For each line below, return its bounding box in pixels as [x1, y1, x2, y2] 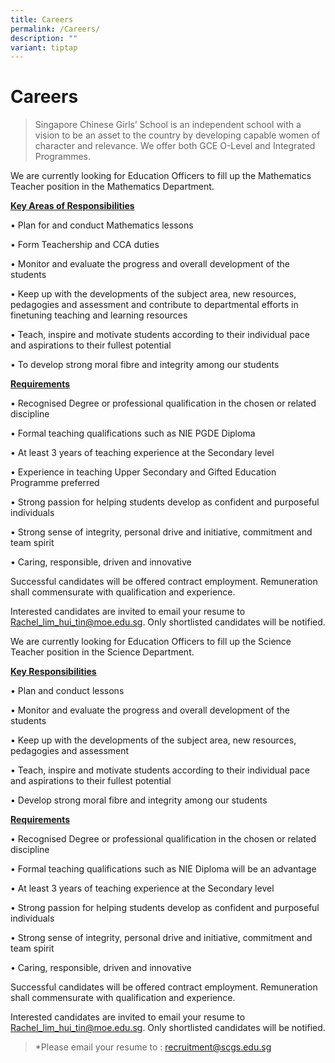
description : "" [10, 33, 78, 43]
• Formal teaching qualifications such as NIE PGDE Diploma [10, 427, 256, 440]
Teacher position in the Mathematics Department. [10, 181, 215, 193]
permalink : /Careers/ [10, 24, 101, 34]
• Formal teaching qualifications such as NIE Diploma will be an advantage [10, 863, 317, 875]
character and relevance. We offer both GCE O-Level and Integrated [34, 140, 316, 152]
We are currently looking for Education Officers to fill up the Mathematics [10, 170, 312, 182]
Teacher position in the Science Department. [10, 646, 195, 658]
